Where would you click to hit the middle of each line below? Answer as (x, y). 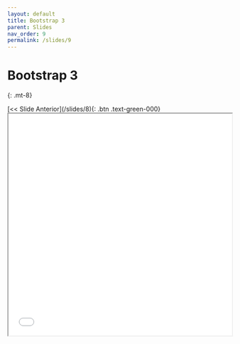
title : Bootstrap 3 (36, 21)
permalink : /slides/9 (39, 41)
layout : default (31, 14)
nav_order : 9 (27, 34)
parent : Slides (30, 27)
